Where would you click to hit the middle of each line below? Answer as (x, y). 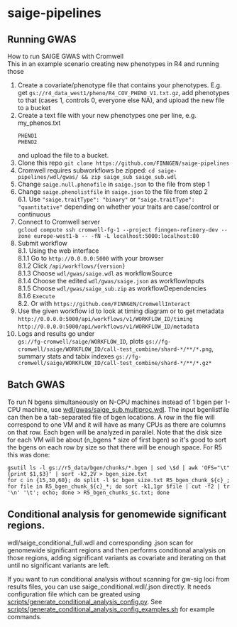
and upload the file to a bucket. (63, 155)
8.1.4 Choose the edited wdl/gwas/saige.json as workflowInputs (111, 281)
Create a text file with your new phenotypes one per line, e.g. (107, 115)
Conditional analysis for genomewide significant (117, 514)
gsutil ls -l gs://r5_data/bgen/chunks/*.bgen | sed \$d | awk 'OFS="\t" (119, 468)
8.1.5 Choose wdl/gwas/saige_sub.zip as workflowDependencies (112, 288)
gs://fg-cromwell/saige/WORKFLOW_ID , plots (81, 341)
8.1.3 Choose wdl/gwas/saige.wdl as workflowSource (95, 273)
